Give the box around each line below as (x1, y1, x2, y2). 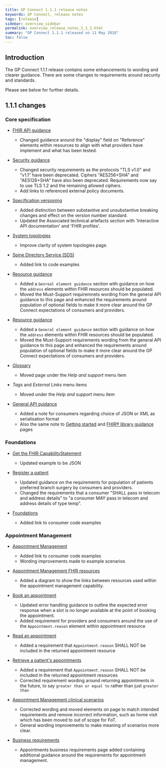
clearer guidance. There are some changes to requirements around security (5, 72, 161, 78)
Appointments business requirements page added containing (19, 747, 145, 753)
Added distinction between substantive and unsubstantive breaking (19, 207, 158, 213)
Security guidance (12, 157, 50, 163)
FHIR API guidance (12, 127, 51, 133)
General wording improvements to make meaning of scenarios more (19, 722, 159, 728)
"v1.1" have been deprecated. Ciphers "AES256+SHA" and (19, 172, 139, 178)
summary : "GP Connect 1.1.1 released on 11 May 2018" (5, 30, 119, 35)
